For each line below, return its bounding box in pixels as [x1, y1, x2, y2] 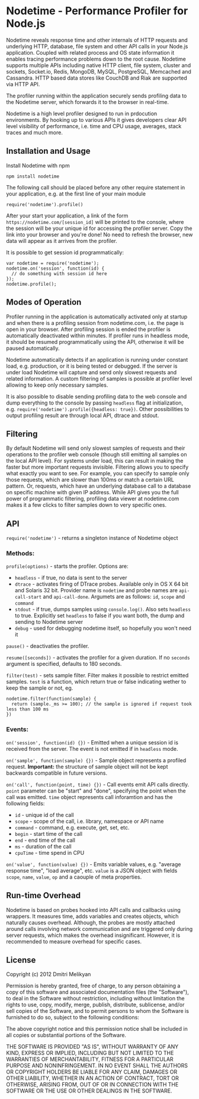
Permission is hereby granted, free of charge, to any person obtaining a [6, 982, 181, 990]
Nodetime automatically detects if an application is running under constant [6, 356, 188, 363]
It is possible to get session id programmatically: [6, 248, 124, 256]
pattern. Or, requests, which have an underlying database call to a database [6, 482, 191, 490]
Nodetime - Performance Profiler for [6, 4, 188, 18]
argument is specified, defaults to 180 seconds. [6, 661, 122, 668]
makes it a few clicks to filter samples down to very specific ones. [6, 501, 167, 509]
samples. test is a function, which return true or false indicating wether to [6, 678, 187, 686]
